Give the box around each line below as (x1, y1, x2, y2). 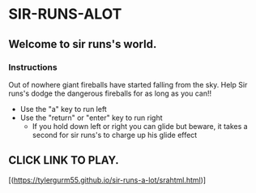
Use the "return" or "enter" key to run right (19, 113, 163, 122)
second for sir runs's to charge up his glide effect (32, 130, 198, 139)
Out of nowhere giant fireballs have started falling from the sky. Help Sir (8, 79, 248, 89)
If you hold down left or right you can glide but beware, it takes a (32, 121, 249, 131)
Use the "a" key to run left (19, 104, 107, 114)
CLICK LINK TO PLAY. (8, 153, 119, 167)
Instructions (8, 62, 58, 73)
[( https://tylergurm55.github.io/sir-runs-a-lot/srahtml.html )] (8, 175, 207, 185)
